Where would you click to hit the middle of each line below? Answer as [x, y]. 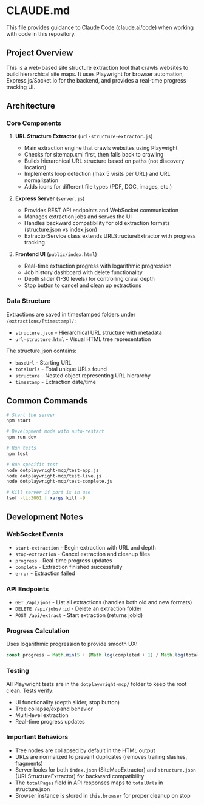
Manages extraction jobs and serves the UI [78, 217]
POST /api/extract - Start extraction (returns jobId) [79, 615]
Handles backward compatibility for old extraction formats [97, 223]
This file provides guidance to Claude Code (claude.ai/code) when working [100, 27]
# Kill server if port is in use [49, 493]
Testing [18, 671]
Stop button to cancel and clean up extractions [83, 285]
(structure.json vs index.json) [61, 230]
